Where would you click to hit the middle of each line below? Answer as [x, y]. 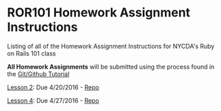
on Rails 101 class [31, 53]
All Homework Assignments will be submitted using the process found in [111, 66]
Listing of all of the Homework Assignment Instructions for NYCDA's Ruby [111, 46]
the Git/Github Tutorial [38, 74]
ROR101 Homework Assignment [99, 13]
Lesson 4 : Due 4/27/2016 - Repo [53, 100]
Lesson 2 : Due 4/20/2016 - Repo [53, 87]
